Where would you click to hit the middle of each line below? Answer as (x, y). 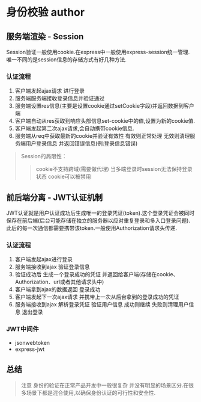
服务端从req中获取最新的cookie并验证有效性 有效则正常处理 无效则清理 (102, 136)
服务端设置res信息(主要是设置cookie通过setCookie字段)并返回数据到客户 (105, 106)
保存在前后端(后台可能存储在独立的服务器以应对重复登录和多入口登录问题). (98, 221)
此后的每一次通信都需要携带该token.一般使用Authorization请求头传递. (91, 228)
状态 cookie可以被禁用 (63, 177)
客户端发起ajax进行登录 (44, 259)
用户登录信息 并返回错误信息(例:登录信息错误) (82, 144)
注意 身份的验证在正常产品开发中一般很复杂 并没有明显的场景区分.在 (105, 385)
